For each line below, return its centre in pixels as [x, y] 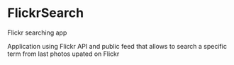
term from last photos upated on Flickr [63, 54]
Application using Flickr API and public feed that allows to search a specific [117, 46]
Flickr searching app [37, 32]
